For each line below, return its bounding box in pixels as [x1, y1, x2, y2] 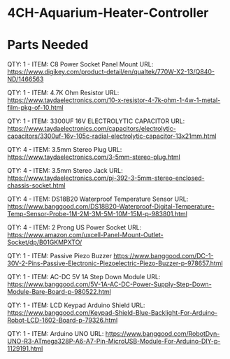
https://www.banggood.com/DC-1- [113, 252, 214, 260]
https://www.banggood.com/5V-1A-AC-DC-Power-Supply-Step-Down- [7, 280, 212, 288]
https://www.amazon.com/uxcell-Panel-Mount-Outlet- [7, 231, 164, 239]
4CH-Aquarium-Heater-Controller [7, 5, 209, 21]
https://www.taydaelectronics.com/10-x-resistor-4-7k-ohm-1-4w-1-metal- [7, 96, 221, 104]
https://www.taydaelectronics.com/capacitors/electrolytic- [7, 125, 176, 133]
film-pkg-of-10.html [7, 104, 64, 112]
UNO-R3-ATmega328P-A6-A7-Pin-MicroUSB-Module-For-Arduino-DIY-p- [7, 337, 221, 346]
